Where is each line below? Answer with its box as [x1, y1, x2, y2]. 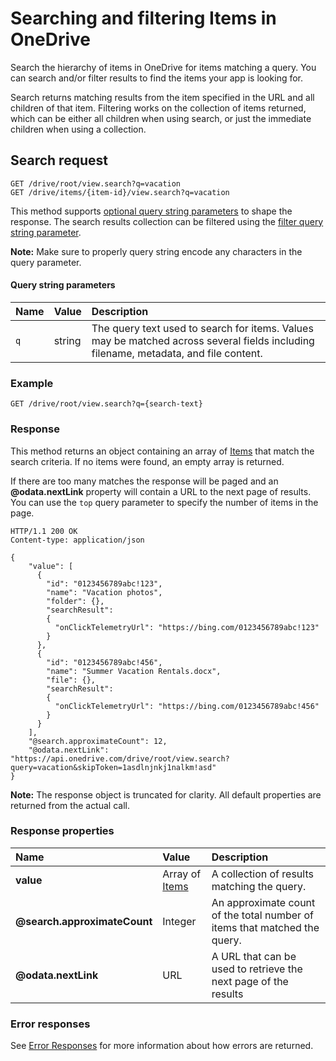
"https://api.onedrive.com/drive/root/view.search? [10, 753, 230, 764]
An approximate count [211, 895, 316, 909]
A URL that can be [211, 949, 297, 963]
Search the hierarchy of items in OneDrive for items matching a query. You [10, 61, 317, 73]
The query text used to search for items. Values [91, 321, 314, 335]
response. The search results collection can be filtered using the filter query [10, 215, 324, 227]
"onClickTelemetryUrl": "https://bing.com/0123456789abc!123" [54, 622, 320, 632]
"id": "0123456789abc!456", [46, 657, 163, 667]
